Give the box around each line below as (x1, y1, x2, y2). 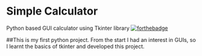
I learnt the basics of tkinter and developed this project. (6, 43, 145, 50)
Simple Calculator (6, 4, 98, 18)
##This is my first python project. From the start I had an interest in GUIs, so (6, 36, 196, 43)
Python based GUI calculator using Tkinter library (6, 24, 130, 32)
